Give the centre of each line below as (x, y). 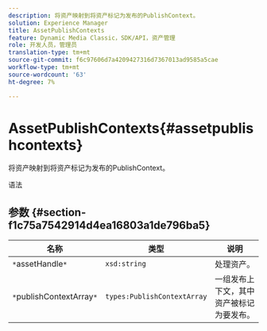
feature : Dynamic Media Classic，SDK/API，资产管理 (92, 38)
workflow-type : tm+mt (44, 67)
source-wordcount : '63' (48, 75)
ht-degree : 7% (32, 82)
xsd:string (126, 264)
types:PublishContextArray (156, 297)
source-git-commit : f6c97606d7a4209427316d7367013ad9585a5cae (113, 60)
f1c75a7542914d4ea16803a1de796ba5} (109, 225)
